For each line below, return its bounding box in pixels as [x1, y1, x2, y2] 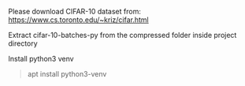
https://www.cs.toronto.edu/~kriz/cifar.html [8, 15, 149, 24]
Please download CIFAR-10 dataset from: [8, 7, 142, 16]
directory [8, 39, 38, 48]
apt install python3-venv [27, 69, 107, 78]
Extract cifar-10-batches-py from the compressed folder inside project [8, 31, 237, 39]
